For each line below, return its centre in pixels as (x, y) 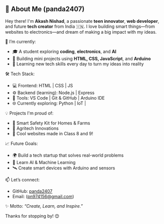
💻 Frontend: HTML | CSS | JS (42, 85)
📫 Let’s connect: (22, 179)
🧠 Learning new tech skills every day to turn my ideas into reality (78, 64)
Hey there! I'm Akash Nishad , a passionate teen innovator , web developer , (82, 21)
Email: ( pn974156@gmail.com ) (43, 196)
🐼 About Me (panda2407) (45, 9)
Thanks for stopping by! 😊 (32, 216)
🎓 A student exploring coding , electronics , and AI (64, 51)
